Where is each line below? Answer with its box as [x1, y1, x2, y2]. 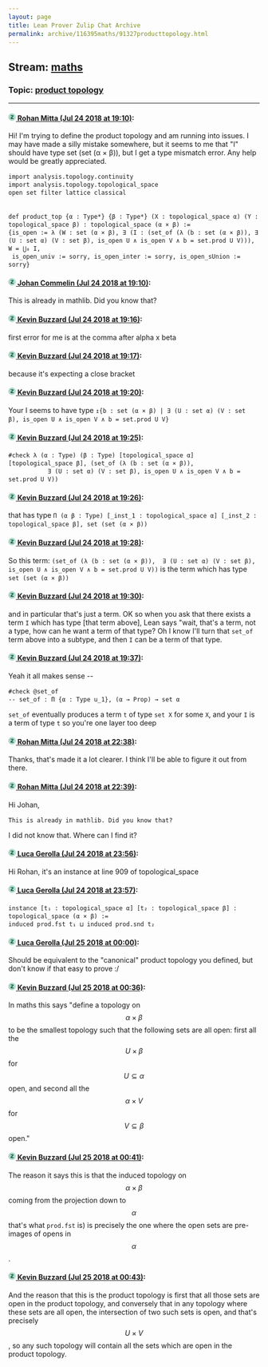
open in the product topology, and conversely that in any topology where [8, 1298, 248, 1308]
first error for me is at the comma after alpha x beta [8, 332, 177, 342]
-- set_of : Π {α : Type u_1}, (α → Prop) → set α [8, 696, 180, 704]
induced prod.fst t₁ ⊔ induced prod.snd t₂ [8, 920, 156, 928]
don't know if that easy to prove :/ [8, 964, 120, 974]
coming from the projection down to [8, 1195, 126, 1205]
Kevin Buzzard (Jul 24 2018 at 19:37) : [17, 654, 144, 663]
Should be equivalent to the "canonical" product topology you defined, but [8, 956, 254, 965]
